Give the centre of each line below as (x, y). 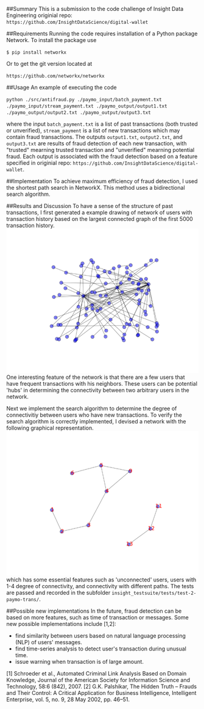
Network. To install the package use (51, 40)
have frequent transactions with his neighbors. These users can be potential (102, 383)
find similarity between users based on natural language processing (100, 636)
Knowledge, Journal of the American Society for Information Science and (98, 680)
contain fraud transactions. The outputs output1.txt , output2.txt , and (94, 137)
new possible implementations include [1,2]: (62, 624)
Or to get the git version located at (49, 64)
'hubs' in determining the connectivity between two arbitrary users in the (98, 390)
